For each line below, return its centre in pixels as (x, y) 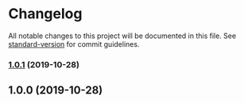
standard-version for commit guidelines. (74, 44)
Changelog (45, 14)
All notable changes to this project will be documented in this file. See (122, 36)
